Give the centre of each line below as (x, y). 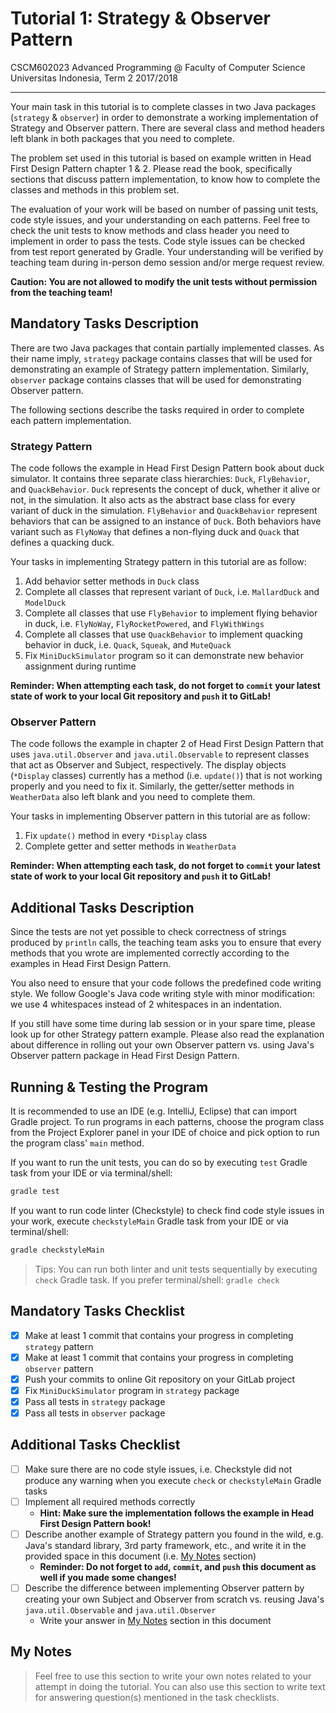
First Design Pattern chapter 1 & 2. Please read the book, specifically (151, 168)
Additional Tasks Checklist (95, 1445)
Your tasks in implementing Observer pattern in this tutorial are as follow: (160, 816)
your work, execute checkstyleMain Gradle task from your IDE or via (149, 1221)
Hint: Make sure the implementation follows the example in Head (177, 1513)
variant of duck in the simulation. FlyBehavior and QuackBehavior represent (164, 511)
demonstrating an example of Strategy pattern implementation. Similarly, (160, 369)
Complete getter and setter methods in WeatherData (130, 846)
